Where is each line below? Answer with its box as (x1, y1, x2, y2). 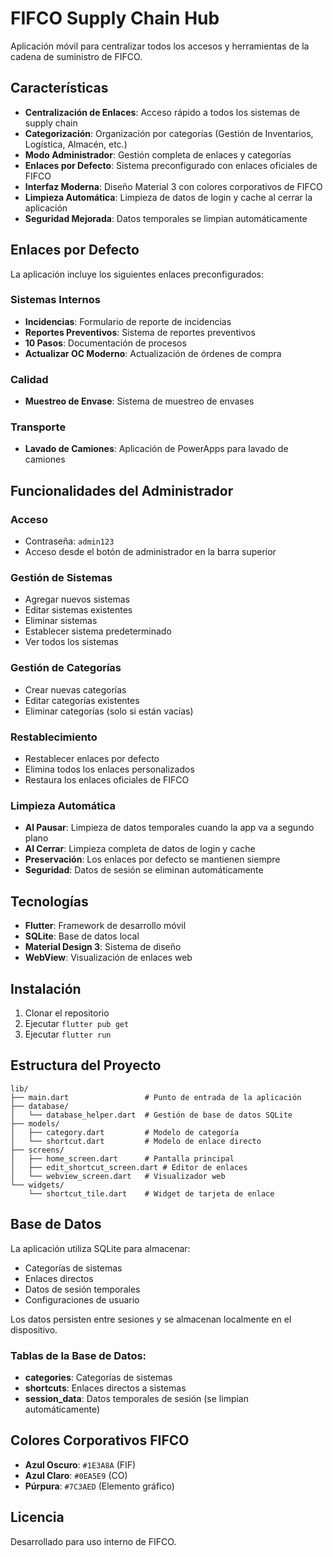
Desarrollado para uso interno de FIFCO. (10, 1535, 177, 1547)
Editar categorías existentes (24, 694, 140, 706)
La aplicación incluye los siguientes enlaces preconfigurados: (10, 268, 265, 280)
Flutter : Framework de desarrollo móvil (24, 920, 187, 932)
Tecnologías (10, 893, 89, 910)
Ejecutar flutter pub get (24, 1017, 130, 1029)
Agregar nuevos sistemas (24, 593, 130, 606)
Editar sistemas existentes (24, 604, 133, 616)
